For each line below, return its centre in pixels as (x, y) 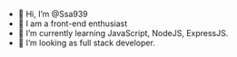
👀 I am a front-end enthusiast (73, 24)
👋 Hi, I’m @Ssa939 (53, 14)
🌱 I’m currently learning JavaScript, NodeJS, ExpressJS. (123, 33)
